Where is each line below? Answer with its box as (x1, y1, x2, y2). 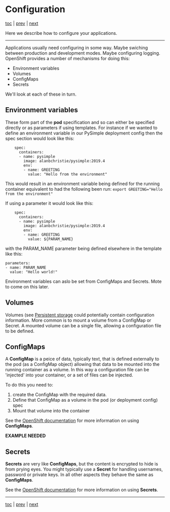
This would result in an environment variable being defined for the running (5, 181, 160, 187)
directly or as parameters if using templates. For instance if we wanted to (5, 124, 158, 131)
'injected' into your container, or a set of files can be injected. (5, 372, 133, 378)
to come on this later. (5, 283, 49, 289)
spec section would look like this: (5, 135, 74, 141)
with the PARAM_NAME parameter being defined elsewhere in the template (5, 245, 162, 251)
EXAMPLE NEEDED (5, 433, 46, 439)
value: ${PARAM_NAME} (27, 236, 73, 241)
